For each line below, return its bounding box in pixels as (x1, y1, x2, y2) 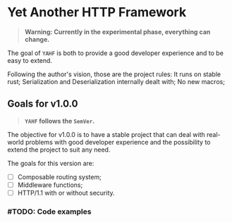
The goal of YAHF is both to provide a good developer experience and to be (7, 49, 224, 57)
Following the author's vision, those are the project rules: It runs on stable (7, 70, 221, 78)
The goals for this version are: (7, 159, 94, 167)
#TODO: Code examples (7, 206, 92, 216)
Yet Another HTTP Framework (7, 4, 187, 20)
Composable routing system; (17, 172, 102, 181)
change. (24, 35, 50, 43)
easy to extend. (7, 56, 53, 64)
